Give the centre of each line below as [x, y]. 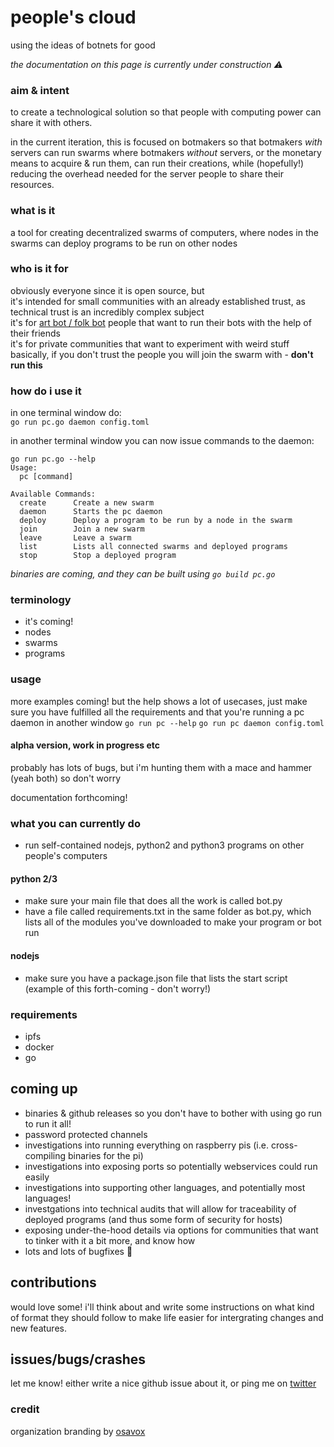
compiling [45, 1155]
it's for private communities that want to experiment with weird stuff [150, 343]
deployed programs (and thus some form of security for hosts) [153, 1219]
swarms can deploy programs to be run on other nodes [124, 243]
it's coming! [49, 622]
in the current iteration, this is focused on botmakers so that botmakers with [166, 142]
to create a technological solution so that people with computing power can [166, 112]
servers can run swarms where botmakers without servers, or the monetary [166, 153]
